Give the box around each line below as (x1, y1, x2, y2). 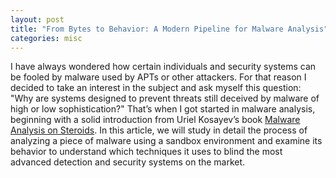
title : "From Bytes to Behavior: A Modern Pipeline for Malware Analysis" (10, 24, 329, 34)
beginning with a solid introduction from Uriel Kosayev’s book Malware (10, 114, 301, 126)
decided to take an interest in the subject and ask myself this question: (10, 82, 302, 94)
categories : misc (10, 33, 83, 43)
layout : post (10, 14, 65, 25)
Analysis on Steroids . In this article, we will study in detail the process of (10, 124, 308, 136)
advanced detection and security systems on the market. (10, 156, 246, 168)
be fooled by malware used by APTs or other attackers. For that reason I (10, 71, 307, 83)
